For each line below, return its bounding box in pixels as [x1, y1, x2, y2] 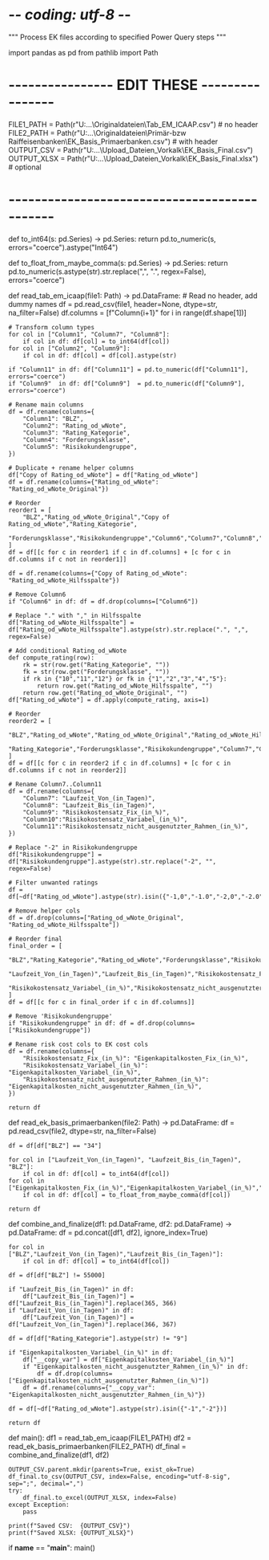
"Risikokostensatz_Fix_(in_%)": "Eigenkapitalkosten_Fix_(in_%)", [22, 1054, 249, 1062]
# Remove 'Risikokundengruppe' [8, 1012, 113, 1020]
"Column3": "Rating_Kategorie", [22, 428, 130, 437]
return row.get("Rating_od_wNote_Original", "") [22, 688, 188, 696]
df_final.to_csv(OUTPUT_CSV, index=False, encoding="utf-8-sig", [8, 1472, 231, 1480]
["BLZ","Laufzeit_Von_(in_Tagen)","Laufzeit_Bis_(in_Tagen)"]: [8, 1250, 224, 1258]
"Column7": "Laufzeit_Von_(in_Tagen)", [22, 794, 156, 802]
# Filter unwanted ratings [8, 878, 98, 887]
